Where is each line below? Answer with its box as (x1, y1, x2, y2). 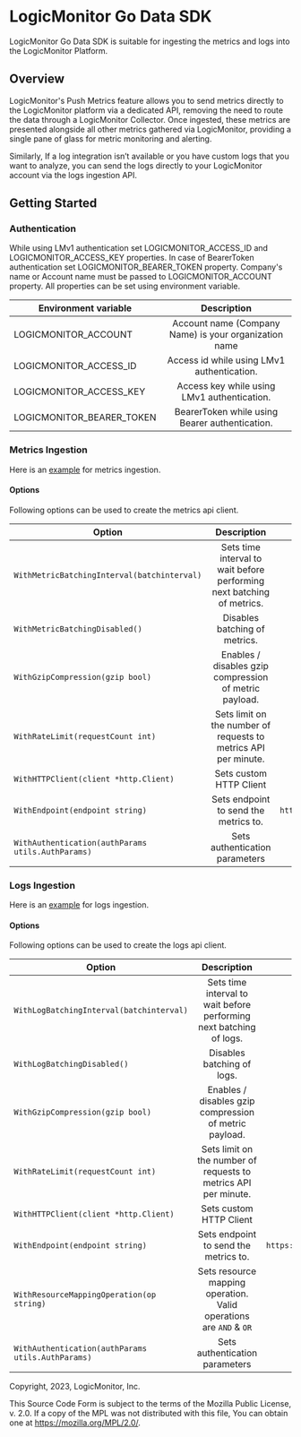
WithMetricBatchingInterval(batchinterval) (13, 570, 202, 580)
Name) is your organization (168, 329, 284, 341)
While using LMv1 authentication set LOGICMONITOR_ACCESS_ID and (9, 243, 269, 254)
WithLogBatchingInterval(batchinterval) (13, 1005, 188, 1016)
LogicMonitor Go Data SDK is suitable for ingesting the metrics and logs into (9, 36, 290, 47)
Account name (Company (172, 317, 280, 330)
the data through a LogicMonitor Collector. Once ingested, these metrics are (9, 114, 291, 125)
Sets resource (197, 1265, 257, 1278)
